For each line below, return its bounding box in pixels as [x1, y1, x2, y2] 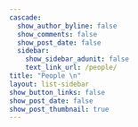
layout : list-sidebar [9, 80, 90, 89]
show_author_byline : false [17, 21, 118, 30]
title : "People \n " [9, 72, 82, 80]
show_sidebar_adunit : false [25, 55, 129, 63]
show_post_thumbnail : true [9, 105, 110, 114]
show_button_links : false [9, 88, 105, 97]
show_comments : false [17, 30, 98, 38]
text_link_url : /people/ [25, 63, 118, 72]
